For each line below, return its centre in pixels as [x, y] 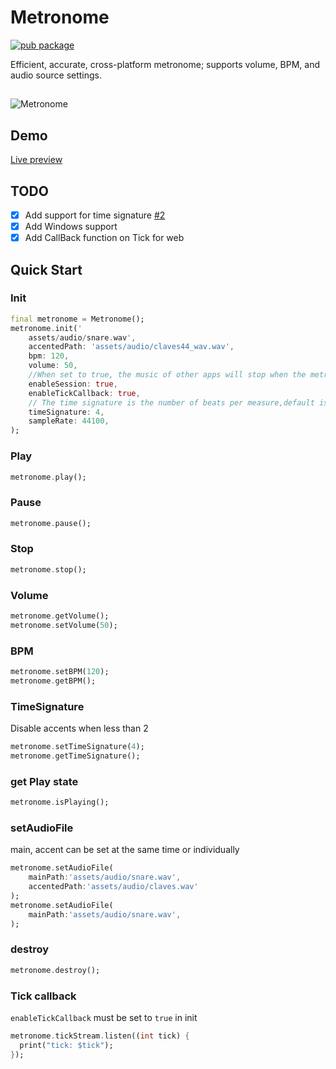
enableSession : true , [73, 384]
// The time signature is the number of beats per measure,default [171, 402]
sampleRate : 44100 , [69, 421]
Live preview [36, 160]
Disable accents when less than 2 [79, 728]
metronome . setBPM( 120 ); [60, 672]
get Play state [44, 781]
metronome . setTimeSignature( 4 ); [77, 747]
